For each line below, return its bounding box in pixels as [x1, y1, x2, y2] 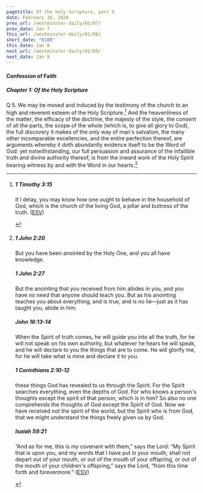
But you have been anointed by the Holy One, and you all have [14, 250, 170, 257]
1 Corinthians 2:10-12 [14, 366, 70, 373]
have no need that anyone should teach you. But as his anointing [14, 291, 176, 299]
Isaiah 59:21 [14, 427, 47, 435]
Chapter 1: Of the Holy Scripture [6, 86, 89, 94]
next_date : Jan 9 [6, 54, 50, 60]
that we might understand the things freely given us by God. [14, 414, 165, 421]
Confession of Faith [6, 72, 57, 80]
